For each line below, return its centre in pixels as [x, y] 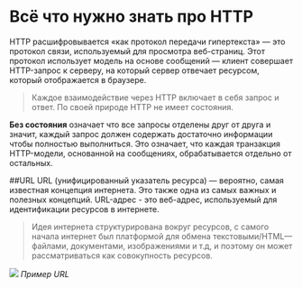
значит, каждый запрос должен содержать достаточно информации [141, 134]
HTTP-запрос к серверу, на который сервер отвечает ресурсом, [134, 70]
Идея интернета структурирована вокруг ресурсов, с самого [150, 227]
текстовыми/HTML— [253, 236]
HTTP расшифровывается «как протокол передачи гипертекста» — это [147, 42]
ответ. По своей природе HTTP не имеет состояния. [133, 107]
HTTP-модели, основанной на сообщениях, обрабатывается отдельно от [151, 153]
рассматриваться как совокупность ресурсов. [122, 255]
